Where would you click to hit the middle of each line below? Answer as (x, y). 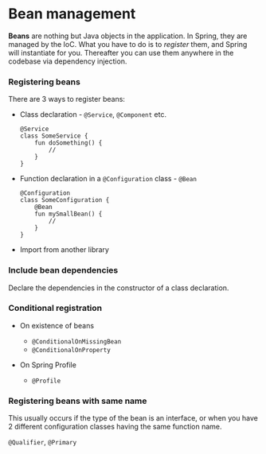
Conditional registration (55, 308)
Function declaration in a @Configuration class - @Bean (108, 179)
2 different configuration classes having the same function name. (115, 427)
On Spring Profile (48, 365)
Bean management (72, 14)
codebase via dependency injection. (68, 61)
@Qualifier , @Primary (43, 442)
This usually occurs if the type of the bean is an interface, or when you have (133, 418)
